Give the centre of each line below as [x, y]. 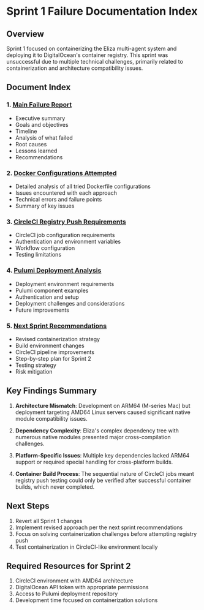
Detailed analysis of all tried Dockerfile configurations [83, 186]
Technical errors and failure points [59, 199]
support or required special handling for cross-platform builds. [94, 462]
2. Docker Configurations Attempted [62, 173]
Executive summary [40, 118]
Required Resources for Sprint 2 [69, 566]
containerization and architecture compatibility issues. [75, 68]
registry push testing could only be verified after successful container [103, 480]
